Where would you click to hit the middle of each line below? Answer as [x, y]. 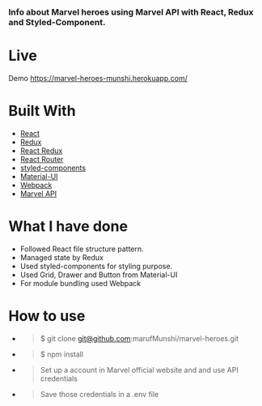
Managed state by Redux [61, 257]
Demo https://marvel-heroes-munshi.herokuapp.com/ [98, 78]
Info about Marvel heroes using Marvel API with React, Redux [131, 12]
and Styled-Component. [57, 22]
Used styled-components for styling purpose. [96, 266]
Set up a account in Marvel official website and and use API [139, 370]
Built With [42, 111]
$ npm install [61, 354]
